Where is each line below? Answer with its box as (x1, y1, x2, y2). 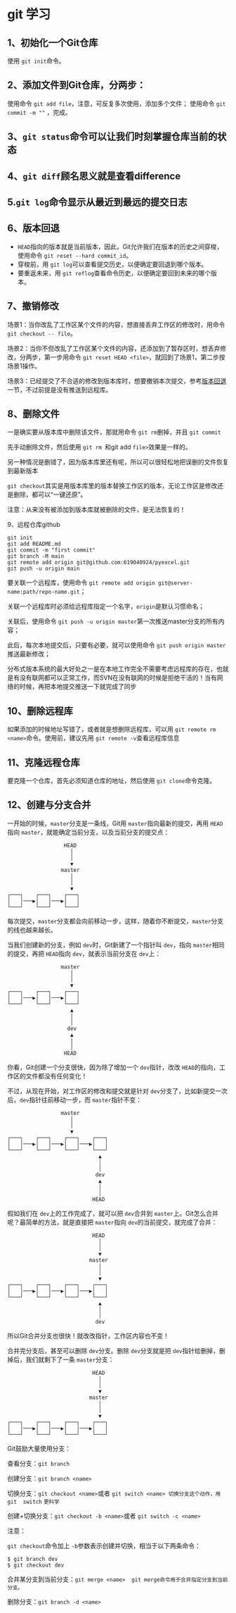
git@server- (157, 580, 193, 587)
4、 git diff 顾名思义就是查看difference (7, 170, 181, 182)
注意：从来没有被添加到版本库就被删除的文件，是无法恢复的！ (7, 505, 186, 514)
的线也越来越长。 (7, 926, 57, 934)
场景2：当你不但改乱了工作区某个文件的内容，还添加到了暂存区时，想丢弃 (7, 344, 221, 352)
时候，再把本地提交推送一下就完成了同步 (19, 683, 137, 691)
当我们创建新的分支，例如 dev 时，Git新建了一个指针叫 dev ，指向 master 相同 (7, 940, 225, 949)
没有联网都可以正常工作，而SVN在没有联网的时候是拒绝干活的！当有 (19, 673, 218, 682)
